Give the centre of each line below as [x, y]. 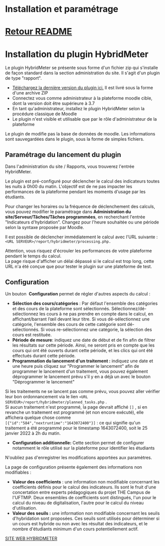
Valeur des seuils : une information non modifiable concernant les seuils [86, 513]
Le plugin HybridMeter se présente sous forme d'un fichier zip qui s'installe [82, 68]
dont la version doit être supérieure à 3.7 [53, 103]
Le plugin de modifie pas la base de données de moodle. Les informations [80, 134]
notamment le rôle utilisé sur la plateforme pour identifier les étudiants [83, 448]
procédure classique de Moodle [45, 114]
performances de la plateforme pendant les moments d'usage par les [76, 192]
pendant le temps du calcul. [33, 256]
